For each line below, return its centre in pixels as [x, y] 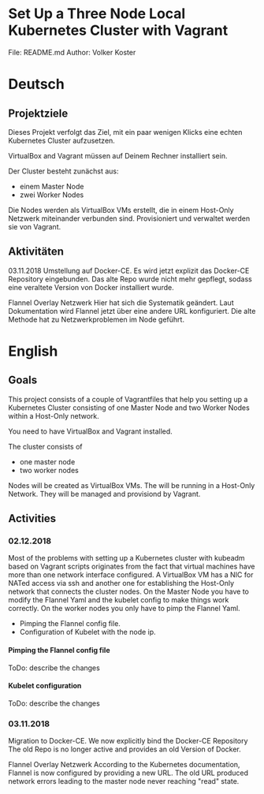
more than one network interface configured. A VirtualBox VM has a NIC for [131, 575]
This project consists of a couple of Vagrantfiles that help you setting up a [128, 399]
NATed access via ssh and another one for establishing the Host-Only [121, 583]
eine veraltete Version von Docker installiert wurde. [91, 287]
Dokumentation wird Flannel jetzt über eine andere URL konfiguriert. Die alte [132, 311]
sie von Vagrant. [35, 226]
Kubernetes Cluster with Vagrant [118, 30]
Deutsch [36, 84]
